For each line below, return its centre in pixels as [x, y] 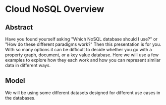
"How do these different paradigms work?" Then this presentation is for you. [83, 44]
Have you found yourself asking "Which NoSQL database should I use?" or [81, 39]
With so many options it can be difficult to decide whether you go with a [79, 50]
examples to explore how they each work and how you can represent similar [83, 60]
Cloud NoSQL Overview [55, 9]
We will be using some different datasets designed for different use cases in [83, 93]
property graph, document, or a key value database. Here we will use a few [82, 55]
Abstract [19, 27]
